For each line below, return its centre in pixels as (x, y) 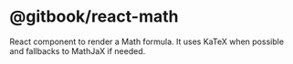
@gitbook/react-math (94, 17)
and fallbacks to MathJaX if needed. (78, 50)
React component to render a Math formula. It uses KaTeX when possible (147, 41)
